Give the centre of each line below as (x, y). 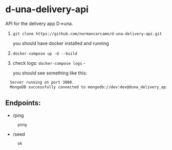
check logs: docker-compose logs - (49, 63)
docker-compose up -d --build (45, 54)
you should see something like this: (50, 73)
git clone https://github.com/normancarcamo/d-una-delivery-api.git (87, 34)
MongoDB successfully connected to (48, 87)
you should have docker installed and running (61, 43)
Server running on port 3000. (42, 82)
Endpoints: (23, 103)
